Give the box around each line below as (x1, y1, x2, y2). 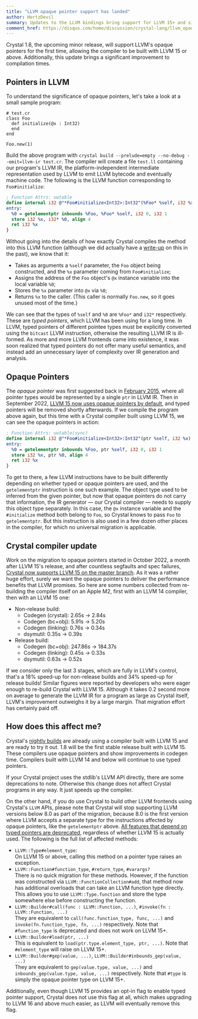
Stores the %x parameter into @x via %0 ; (14, 287, 107, 294)
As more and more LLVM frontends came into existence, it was (26, 336, 179, 343)
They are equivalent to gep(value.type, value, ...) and (14, 963, 153, 970)
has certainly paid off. (6, 704, 59, 711)
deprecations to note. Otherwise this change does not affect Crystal (6, 780, 171, 787)
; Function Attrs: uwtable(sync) (6, 430, 88, 436)
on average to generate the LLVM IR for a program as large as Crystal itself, (6, 692, 189, 699)
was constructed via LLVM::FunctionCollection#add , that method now (14, 878, 184, 885)
